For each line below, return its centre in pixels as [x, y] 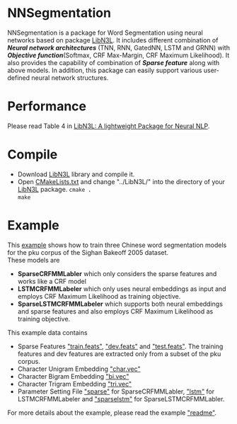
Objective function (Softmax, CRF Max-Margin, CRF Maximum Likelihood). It [118, 55]
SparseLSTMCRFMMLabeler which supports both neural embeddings [120, 304]
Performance [47, 107]
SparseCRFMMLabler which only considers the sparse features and [117, 273]
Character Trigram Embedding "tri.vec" [75, 384]
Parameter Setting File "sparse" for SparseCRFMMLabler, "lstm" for [116, 391]
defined [19, 78]
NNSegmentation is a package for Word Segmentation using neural [105, 33]
